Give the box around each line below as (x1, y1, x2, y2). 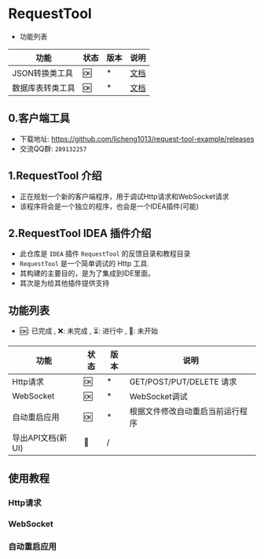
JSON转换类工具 (12, 68, 73, 79)
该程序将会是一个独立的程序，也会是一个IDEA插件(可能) (19, 202, 199, 211)
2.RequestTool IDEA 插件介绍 (8, 226, 152, 240)
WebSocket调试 (129, 391, 188, 402)
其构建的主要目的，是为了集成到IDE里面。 (19, 268, 156, 278)
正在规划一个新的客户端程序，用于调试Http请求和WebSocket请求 (19, 191, 229, 201)
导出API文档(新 (12, 432, 68, 443)
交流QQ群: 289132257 (19, 143, 87, 154)
